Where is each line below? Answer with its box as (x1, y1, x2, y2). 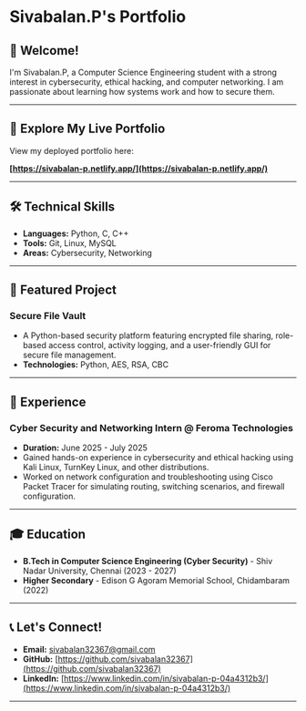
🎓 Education (9, 527, 87, 542)
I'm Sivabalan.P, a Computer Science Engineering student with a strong (9, 67, 278, 77)
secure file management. (22, 349, 117, 361)
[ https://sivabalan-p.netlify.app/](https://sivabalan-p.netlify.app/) (9, 162, 269, 174)
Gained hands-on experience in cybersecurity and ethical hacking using (22, 452, 294, 462)
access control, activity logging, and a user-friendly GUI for (48, 340, 271, 351)
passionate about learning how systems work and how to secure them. (9, 87, 275, 97)
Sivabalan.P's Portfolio (9, 6, 187, 27)
